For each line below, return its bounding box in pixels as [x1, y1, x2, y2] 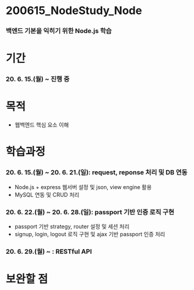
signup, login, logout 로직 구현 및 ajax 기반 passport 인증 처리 [14, 230, 166, 237]
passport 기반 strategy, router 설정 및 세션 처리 [14, 223, 130, 230]
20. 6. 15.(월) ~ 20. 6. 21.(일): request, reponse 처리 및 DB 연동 [6, 168, 188, 177]
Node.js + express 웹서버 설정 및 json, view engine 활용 [14, 183, 152, 190]
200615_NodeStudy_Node [6, 4, 142, 18]
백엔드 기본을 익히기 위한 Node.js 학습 [6, 27, 112, 35]
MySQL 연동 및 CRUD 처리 [14, 191, 80, 198]
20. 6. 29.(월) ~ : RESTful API [6, 247, 92, 256]
